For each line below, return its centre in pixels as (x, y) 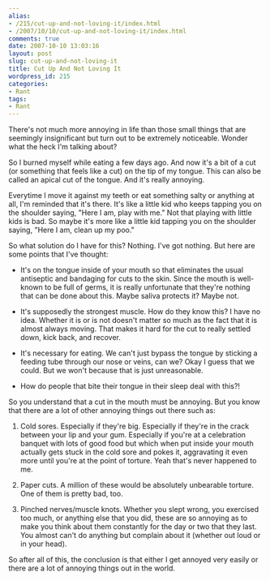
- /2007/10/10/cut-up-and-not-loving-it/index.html (97, 31)
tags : (17, 99)
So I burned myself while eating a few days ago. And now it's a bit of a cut (133, 162)
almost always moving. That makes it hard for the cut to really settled (135, 329)
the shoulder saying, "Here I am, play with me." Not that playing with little (131, 213)
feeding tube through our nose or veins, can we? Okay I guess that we (137, 362)
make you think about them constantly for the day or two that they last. (138, 527)
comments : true (34, 39)
